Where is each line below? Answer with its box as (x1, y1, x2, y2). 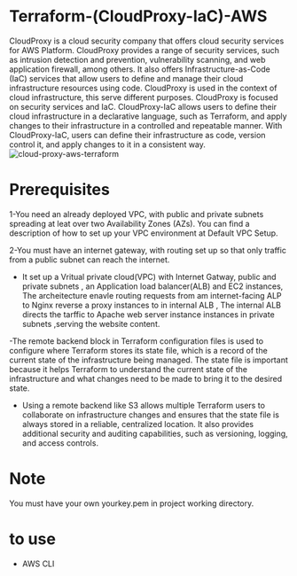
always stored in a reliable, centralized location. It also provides (21, 418, 254, 429)
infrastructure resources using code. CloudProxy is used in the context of (9, 82, 277, 93)
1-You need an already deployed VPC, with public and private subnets (9, 208, 264, 219)
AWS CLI (21, 558, 55, 569)
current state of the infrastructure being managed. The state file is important (9, 354, 288, 365)
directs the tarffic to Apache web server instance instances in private (21, 308, 275, 320)
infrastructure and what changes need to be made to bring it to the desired (9, 373, 282, 384)
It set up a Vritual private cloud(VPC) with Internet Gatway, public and (21, 271, 277, 282)
